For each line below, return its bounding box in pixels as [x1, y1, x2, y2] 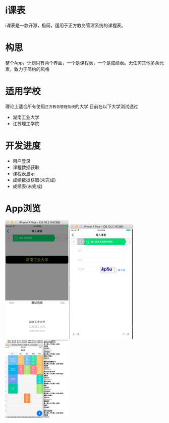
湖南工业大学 [12, 114, 39, 120]
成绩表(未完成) [12, 183, 43, 189]
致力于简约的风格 [14, 66, 49, 72]
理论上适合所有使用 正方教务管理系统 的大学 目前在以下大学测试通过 [5, 103, 139, 109]
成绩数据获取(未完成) [12, 177, 57, 183]
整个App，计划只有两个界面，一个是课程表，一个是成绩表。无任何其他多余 [5, 59, 160, 66]
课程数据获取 [12, 164, 39, 170]
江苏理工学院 [12, 120, 39, 127]
